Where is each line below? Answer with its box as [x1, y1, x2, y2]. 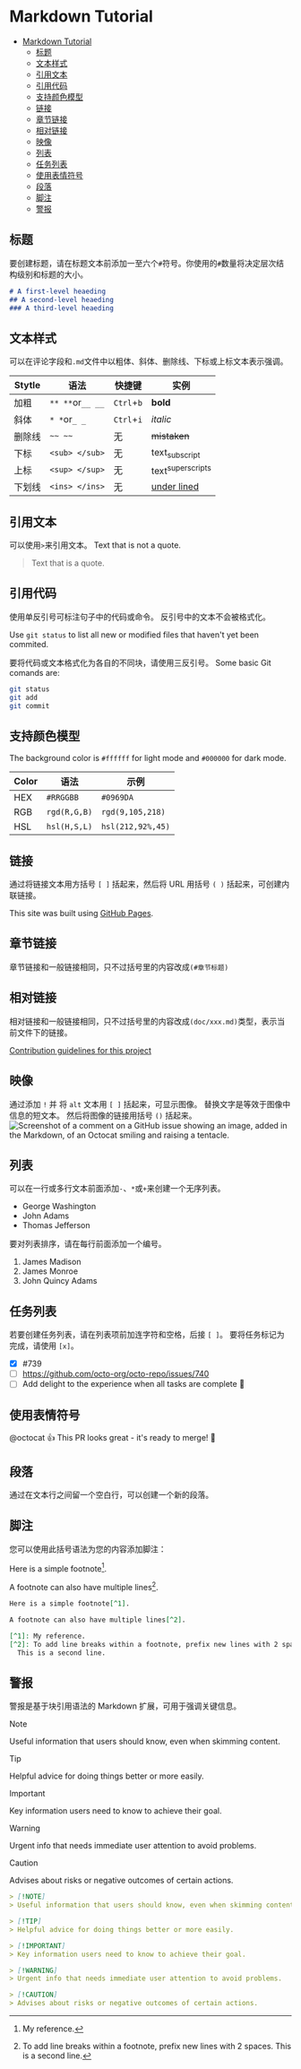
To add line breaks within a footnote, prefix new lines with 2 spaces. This [21, 2041, 292, 2051]
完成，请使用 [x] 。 [9, 1340, 79, 1351]
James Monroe [21, 1266, 79, 1277]
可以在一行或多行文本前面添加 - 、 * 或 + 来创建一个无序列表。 [9, 1183, 226, 1194]
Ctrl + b [113, 396, 143, 409]
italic [150, 413, 172, 426]
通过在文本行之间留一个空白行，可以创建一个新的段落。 [9, 1489, 213, 1500]
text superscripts [150, 463, 212, 477]
